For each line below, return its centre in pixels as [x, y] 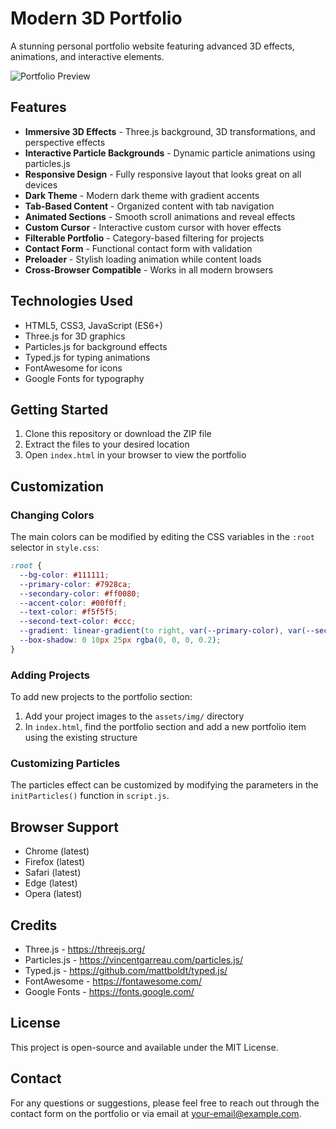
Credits [34, 925]
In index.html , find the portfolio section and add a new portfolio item [165, 727]
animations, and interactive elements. [87, 56]
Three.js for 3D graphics [75, 336]
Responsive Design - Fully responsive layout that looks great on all [163, 174]
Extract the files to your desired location [107, 444]
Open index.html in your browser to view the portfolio [135, 455]
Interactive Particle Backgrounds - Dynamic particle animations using [170, 153]
